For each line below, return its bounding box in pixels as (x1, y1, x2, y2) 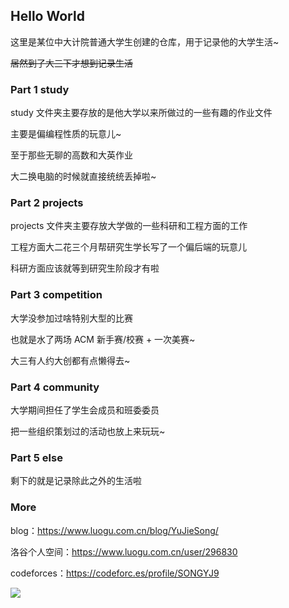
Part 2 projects (10, 196, 84, 210)
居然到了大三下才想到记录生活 (10, 57, 133, 69)
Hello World (10, 8, 85, 25)
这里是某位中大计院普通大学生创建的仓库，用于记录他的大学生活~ (10, 35, 280, 48)
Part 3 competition (10, 288, 103, 302)
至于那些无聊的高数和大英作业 (10, 149, 133, 161)
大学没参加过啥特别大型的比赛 (10, 312, 133, 324)
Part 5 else (10, 450, 63, 464)
